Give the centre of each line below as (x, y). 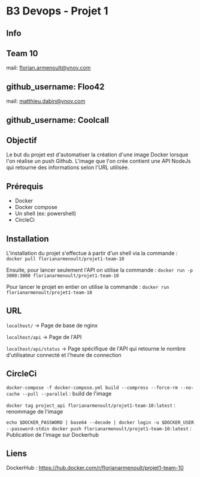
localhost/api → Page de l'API (44, 337)
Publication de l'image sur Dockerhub (53, 434)
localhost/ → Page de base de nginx (52, 325)
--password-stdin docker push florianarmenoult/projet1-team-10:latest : (99, 428)
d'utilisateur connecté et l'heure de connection (64, 355)
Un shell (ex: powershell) (46, 213)
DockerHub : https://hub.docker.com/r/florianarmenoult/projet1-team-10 (95, 468)
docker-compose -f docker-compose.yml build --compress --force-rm (92, 388)
